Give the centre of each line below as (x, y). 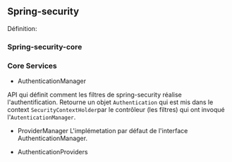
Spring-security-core (45, 46)
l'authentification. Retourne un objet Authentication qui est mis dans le (110, 102)
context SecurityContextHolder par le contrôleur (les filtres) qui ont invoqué (116, 110)
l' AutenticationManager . (42, 117)
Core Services (32, 66)
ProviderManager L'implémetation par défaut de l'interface (103, 131)
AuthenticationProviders (53, 152)
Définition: (22, 28)
